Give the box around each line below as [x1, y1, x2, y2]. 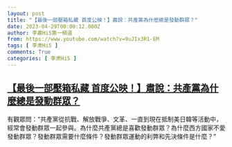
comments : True [7, 49, 51, 56]
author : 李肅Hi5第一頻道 [7, 29, 73, 37]
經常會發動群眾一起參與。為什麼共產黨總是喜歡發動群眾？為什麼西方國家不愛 [7, 124, 226, 132]
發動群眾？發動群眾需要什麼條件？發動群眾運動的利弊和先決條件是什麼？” [7, 132, 217, 140]
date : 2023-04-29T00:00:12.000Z [7, 23, 100, 30]
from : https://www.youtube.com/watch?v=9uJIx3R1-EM [7, 36, 159, 43]
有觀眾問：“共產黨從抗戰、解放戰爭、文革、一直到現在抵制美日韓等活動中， [7, 115, 223, 123]
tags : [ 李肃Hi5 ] [7, 42, 58, 49]
